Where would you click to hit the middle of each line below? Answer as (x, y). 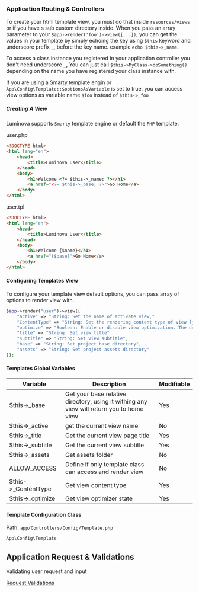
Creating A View (27, 108)
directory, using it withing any (106, 402)
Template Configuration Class (44, 514)
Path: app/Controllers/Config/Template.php (60, 528)
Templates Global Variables (41, 369)
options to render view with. (40, 300)
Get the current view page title (107, 436)
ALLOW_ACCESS (33, 468)
